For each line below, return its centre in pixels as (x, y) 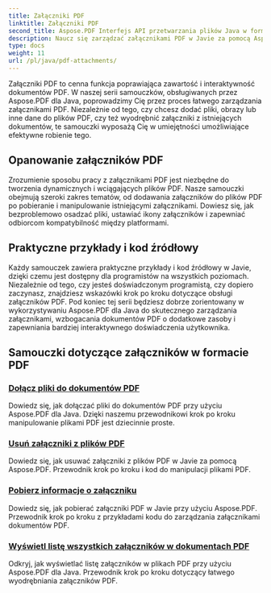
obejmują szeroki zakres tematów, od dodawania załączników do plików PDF (135, 197)
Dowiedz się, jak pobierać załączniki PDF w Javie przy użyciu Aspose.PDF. (133, 508)
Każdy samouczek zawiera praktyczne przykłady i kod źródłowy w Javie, (130, 267)
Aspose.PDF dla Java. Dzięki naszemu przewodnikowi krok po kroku (122, 414)
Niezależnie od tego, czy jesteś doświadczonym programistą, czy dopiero (131, 284)
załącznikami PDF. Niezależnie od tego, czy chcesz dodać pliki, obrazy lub (132, 109)
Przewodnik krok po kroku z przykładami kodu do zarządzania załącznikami (134, 516)
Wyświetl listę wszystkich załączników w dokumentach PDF (129, 546)
